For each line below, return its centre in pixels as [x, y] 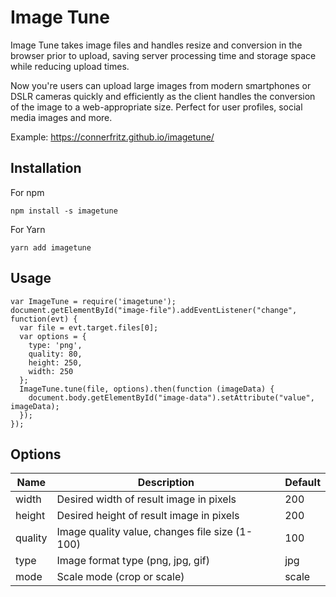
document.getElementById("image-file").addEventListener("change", [154, 310]
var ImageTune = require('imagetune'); [93, 301]
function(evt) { [44, 319]
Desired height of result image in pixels [148, 516]
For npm [27, 192]
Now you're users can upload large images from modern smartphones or [161, 85]
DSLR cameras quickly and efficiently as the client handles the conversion [163, 96]
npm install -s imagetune [64, 211]
